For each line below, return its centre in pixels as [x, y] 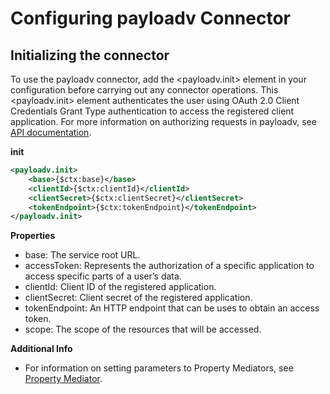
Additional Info [41, 349]
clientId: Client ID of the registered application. [120, 287]
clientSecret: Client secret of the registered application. [138, 298]
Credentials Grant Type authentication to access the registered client [152, 111]
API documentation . [51, 132]
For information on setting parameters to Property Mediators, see [159, 368]
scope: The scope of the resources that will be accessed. [143, 329]
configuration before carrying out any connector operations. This [144, 90]
